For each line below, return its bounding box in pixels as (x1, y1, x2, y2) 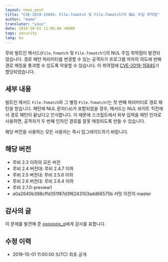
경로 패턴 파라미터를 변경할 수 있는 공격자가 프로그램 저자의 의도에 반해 (24, 56, 162, 62)
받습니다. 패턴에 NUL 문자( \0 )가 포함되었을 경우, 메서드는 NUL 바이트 (14, 105, 150, 111)
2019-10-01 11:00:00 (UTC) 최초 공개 (12, 251, 87, 257)
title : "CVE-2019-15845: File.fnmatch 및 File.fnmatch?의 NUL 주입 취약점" (5, 12, 159, 17)
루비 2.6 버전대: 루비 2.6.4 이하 (12, 178, 74, 184)
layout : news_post (5, 7, 44, 13)
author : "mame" (5, 17, 37, 22)
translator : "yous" (5, 21, 46, 27)
